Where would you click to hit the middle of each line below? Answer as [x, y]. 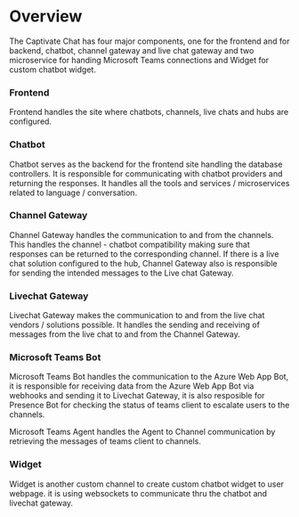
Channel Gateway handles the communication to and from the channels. [141, 234]
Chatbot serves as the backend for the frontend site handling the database [146, 164]
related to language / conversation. [73, 193]
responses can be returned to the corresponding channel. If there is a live [144, 254]
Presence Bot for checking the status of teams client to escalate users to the [149, 405]
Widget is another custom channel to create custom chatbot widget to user [147, 484]
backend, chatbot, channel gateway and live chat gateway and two [132, 50]
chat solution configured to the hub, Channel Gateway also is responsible [143, 263]
